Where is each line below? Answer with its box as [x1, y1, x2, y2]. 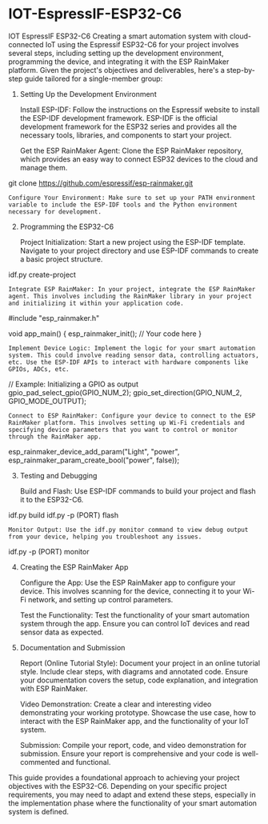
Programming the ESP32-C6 [19, 222, 114, 231]
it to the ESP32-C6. [19, 494, 84, 504]
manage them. [19, 162, 68, 172]
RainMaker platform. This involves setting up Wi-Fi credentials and [8, 418, 246, 426]
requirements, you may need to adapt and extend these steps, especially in [8, 790, 256, 799]
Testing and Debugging [19, 470, 98, 480]
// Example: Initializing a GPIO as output [8, 379, 138, 389]
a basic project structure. [19, 254, 103, 264]
